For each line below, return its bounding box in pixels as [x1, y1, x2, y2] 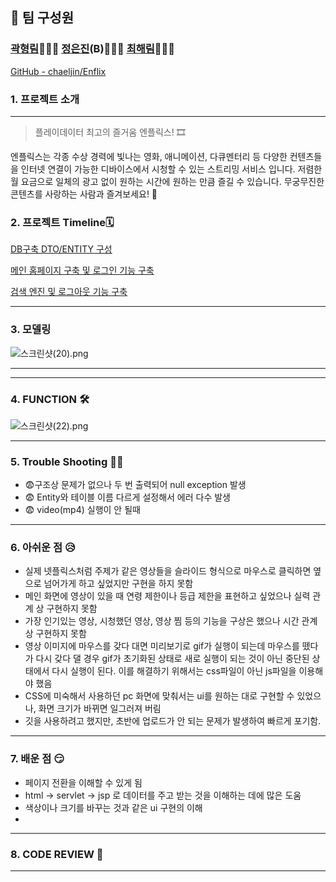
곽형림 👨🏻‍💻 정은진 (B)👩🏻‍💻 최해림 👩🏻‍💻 [10, 42, 176, 56]
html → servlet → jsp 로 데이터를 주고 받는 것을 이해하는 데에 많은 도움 [24, 789, 302, 801]
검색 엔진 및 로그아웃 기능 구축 [10, 286, 128, 298]
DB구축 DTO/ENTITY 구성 [10, 243, 113, 255]
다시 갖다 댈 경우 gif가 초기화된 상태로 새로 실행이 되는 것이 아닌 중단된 [35, 653, 310, 665]
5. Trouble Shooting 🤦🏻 [10, 454, 124, 468]
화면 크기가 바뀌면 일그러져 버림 [38, 703, 162, 715]
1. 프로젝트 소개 [10, 92, 80, 106]
